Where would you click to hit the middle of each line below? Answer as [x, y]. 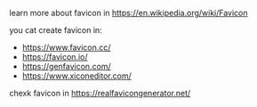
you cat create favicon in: [56, 30]
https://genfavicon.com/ [66, 66]
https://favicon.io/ [55, 57]
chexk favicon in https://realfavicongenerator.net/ [100, 93]
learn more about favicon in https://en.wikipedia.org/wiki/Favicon [128, 13]
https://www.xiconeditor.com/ [76, 76]
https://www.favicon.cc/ [66, 47]
